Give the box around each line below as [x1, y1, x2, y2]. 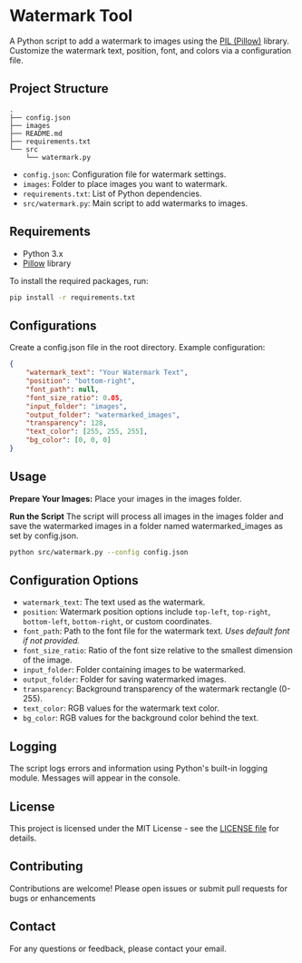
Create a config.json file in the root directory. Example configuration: [9, 342, 266, 353]
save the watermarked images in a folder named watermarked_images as [9, 520, 284, 531]
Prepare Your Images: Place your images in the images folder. [9, 493, 242, 504]
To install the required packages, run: [9, 275, 149, 286]
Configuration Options [9, 573, 139, 588]
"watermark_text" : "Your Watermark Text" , [25, 368, 189, 378]
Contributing [9, 859, 83, 874]
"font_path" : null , [25, 385, 100, 394]
